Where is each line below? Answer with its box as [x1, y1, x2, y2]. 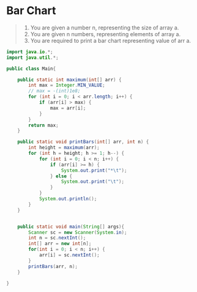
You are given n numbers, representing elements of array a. [30, 30, 181, 37]
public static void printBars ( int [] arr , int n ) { [17, 139, 149, 145]
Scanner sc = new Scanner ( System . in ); [28, 229, 127, 236]
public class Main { [6, 66, 56, 72]
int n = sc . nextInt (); [28, 235, 86, 241]
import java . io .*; [6, 48, 53, 55]
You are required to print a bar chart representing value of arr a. [30, 37, 191, 44]
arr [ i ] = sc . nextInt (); [39, 252, 100, 258]
